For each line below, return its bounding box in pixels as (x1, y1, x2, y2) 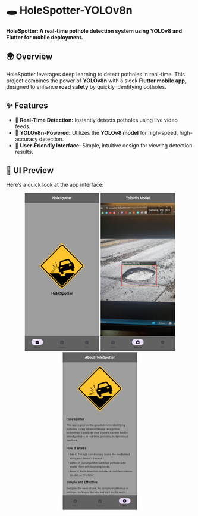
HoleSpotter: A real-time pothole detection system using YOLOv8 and (6, 27, 183, 35)
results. (14, 148, 34, 155)
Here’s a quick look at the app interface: (6, 181, 104, 189)
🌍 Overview (6, 52, 53, 62)
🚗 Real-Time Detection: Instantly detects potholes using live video (14, 116, 178, 123)
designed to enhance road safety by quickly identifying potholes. (6, 83, 166, 90)
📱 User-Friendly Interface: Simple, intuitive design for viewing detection (14, 141, 193, 149)
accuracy (14, 135, 38, 143)
